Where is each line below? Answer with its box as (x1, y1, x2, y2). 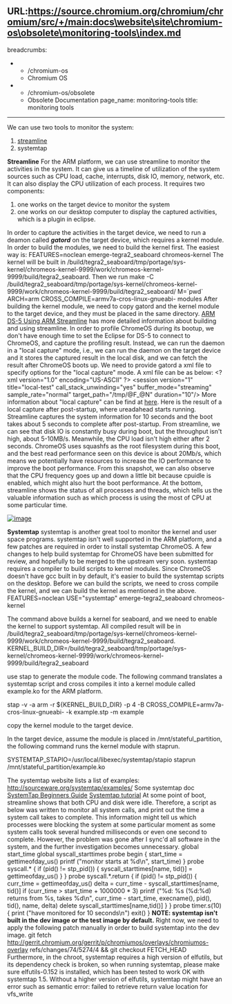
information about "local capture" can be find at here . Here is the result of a (7, 398, 222, 406)
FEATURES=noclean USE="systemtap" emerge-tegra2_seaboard (7, 594, 192, 602)
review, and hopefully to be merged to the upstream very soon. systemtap (7, 557, 217, 565)
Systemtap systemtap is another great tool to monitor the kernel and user (7, 527, 217, 536)
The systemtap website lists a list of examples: (7, 776, 140, 784)
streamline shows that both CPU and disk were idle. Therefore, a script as (7, 798, 217, 807)
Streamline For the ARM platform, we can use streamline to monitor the (7, 157, 211, 166)
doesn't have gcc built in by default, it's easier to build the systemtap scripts (7, 572, 224, 580)
